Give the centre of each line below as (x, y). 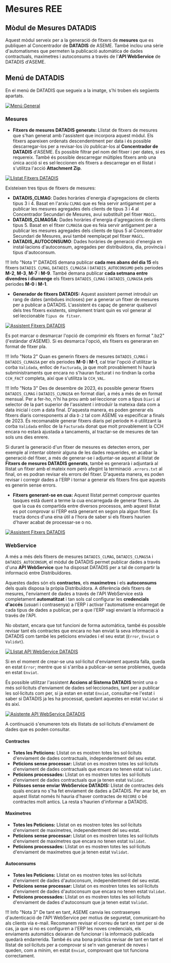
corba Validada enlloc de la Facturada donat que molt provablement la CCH (84, 426)
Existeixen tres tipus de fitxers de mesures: (51, 188)
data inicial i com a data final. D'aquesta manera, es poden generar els (79, 410)
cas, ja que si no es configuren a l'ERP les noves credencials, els (73, 929)
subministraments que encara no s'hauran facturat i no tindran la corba (80, 373)
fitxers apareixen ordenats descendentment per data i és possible (82, 141)
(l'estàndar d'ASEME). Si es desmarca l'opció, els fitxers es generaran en (82, 341)
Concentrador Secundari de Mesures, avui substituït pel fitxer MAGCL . (84, 214)
